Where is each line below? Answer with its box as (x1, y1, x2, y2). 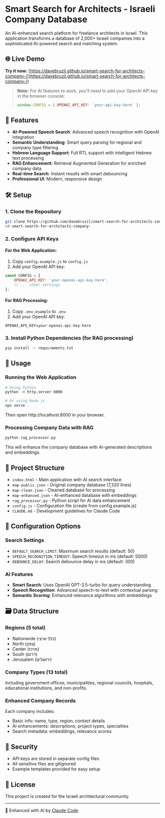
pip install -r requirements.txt (5, 346, 74, 351)
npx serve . (5, 403, 29, 408)
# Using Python (5, 385, 36, 390)
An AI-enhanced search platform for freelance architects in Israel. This (5, 30, 148, 36)
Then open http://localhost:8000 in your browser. (5, 412, 105, 418)
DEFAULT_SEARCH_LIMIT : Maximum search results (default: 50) (12, 548, 135, 554)
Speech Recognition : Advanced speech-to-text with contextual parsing (12, 587, 158, 593)
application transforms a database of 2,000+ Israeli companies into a (5, 35, 145, 41)
